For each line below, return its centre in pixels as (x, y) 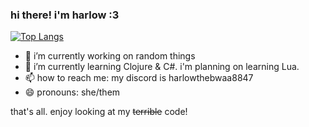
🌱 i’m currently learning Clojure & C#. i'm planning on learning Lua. (162, 67)
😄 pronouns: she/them (72, 92)
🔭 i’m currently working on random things (110, 56)
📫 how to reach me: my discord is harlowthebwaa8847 (139, 78)
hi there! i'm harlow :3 (65, 15)
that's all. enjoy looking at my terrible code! (99, 112)
